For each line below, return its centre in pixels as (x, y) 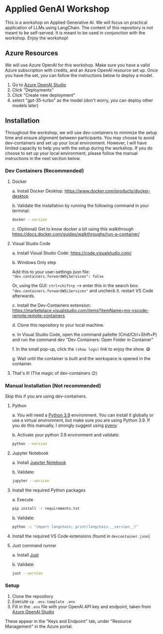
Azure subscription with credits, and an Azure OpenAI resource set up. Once (81, 70)
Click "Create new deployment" (43, 95)
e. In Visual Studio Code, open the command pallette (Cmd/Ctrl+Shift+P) (84, 334)
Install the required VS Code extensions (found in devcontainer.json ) (81, 536)
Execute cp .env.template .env (43, 601)
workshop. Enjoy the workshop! (37, 38)
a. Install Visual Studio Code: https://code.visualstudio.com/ (72, 253)
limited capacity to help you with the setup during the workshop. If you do (79, 148)
